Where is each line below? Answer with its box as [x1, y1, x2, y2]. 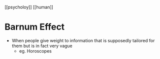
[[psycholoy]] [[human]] [4, 4, 54, 10]
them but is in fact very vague [11, 43, 72, 49]
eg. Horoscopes [19, 48, 52, 54]
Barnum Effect [4, 22, 65, 32]
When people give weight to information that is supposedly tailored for [11, 37, 155, 43]
